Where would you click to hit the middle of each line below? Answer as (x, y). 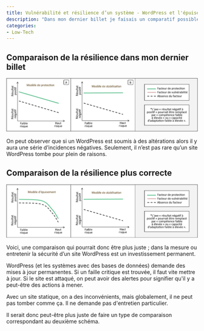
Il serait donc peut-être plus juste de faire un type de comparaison (89, 315)
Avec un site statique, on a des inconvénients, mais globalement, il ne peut (100, 296)
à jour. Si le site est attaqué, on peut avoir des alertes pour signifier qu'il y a (100, 278)
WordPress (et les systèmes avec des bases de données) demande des (96, 265)
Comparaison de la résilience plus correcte (89, 173)
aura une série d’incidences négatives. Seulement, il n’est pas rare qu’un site (102, 147)
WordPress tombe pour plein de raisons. (57, 154)
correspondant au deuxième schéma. (53, 321)
